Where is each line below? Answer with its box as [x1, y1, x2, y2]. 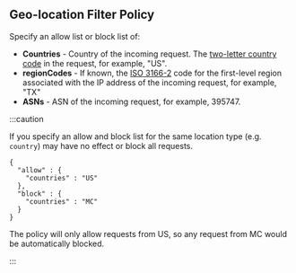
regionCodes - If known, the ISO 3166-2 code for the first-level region [22, 67, 283, 78]
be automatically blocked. [9, 238, 105, 249]
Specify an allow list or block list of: [9, 31, 141, 41]
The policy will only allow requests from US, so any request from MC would [9, 228, 287, 239]
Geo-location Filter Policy [9, 7, 155, 22]
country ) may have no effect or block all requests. [9, 140, 194, 151]
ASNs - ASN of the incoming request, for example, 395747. [22, 96, 241, 107]
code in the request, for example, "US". [22, 57, 168, 68]
